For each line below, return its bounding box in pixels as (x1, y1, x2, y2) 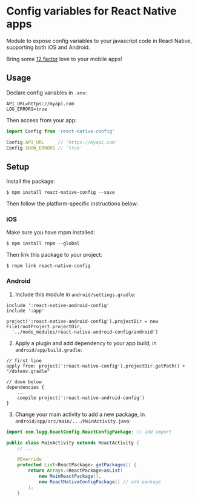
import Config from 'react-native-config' (6, 128, 115, 134)
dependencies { (6, 384, 45, 390)
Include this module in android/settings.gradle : (15, 291, 136, 298)
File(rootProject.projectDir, (6, 323, 83, 329)
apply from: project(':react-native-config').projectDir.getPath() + (6, 363, 186, 369)
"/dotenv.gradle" (6, 368, 50, 374)
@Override (17, 456, 42, 463)
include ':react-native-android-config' (6, 302, 110, 308)
